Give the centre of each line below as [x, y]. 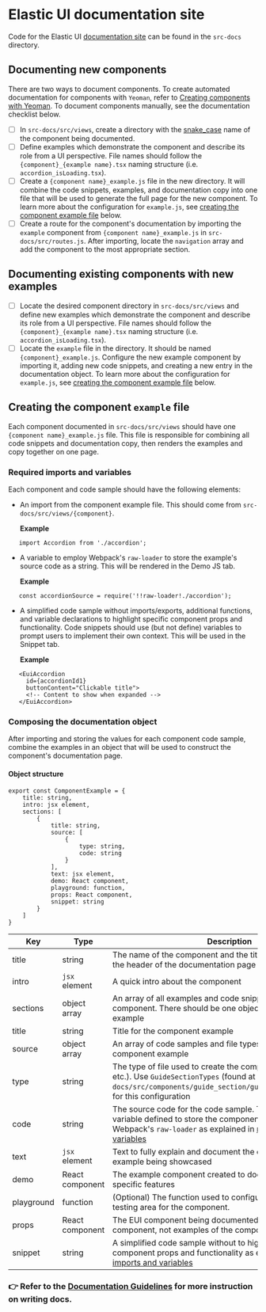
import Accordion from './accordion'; [83, 543]
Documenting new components [87, 70]
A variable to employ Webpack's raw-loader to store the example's [128, 558]
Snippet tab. [40, 645]
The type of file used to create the [175, 1067]
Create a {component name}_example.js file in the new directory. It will [132, 181]
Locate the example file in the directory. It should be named [115, 348]
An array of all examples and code [176, 998]
